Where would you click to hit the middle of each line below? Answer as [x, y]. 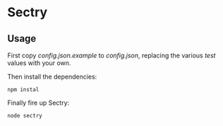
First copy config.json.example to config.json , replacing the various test [111, 55]
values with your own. [39, 63]
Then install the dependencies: [52, 76]
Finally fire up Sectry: [38, 103]
